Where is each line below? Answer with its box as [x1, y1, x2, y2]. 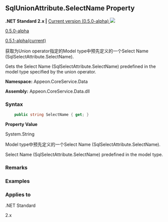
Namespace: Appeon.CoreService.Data [5, 78, 88, 85]
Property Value [5, 121, 38, 127]
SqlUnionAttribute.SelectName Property [5, 4, 135, 13]
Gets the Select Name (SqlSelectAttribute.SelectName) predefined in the [5, 63, 156, 69]
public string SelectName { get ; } [14, 112, 89, 117]
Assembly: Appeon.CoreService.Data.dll [5, 88, 90, 94]
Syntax [5, 101, 23, 108]
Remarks [5, 164, 28, 171]
